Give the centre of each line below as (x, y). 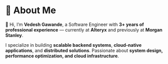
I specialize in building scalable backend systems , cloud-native (73, 45)
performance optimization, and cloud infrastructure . (62, 56)
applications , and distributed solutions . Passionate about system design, (84, 50)
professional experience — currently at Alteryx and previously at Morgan (84, 29)
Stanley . (14, 35)
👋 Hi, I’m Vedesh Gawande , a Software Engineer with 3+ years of (75, 24)
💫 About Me (31, 10)
